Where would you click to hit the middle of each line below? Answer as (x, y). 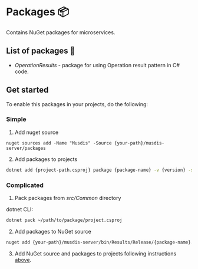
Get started (27, 90)
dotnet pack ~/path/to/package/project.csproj (64, 220)
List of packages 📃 (41, 51)
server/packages (26, 148)
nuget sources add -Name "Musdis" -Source (59, 143)
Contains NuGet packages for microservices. (61, 32)
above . (23, 260)
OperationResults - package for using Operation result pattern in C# (97, 65)
